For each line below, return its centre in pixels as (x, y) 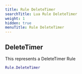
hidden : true (18, 23)
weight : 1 (15, 18)
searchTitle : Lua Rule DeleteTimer (41, 14)
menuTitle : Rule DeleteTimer (35, 28)
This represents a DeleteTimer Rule (40, 59)
